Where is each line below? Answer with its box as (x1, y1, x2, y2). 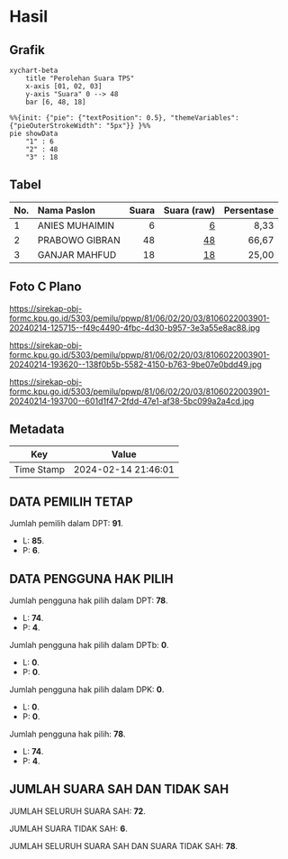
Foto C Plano (9, 279, 82, 295)
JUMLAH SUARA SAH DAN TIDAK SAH (9, 781, 229, 797)
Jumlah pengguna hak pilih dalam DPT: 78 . (9, 595, 168, 606)
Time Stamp (13, 463, 66, 476)
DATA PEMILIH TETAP (9, 494, 133, 509)
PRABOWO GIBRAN (37, 233, 121, 246)
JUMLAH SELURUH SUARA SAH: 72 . (9, 805, 146, 817)
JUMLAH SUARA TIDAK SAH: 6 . (9, 823, 128, 834)
